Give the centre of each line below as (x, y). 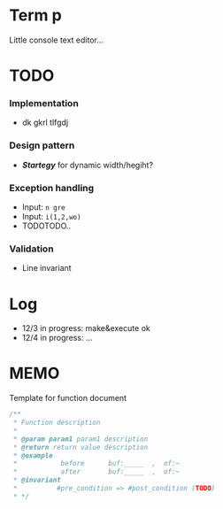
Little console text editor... (57, 40)
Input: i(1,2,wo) (51, 217)
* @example (33, 455)
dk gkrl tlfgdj (45, 123)
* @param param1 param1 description (81, 439)
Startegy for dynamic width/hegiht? (87, 165)
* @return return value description (81, 447)
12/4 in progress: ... (57, 338)
